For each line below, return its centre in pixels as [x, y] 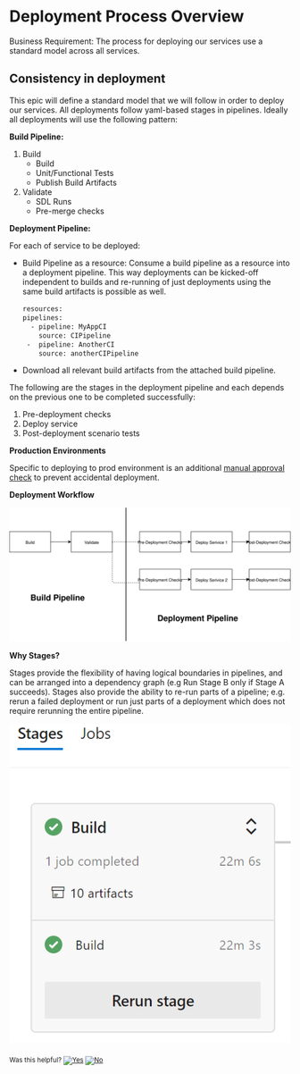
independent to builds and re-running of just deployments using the [146, 281]
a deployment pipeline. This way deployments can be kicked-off [140, 272]
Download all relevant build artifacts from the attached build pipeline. [149, 370]
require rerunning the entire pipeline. [77, 710]
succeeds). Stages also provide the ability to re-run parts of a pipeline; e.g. [147, 692]
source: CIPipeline [75, 336]
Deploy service [50, 424]
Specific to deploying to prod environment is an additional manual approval [147, 467]
